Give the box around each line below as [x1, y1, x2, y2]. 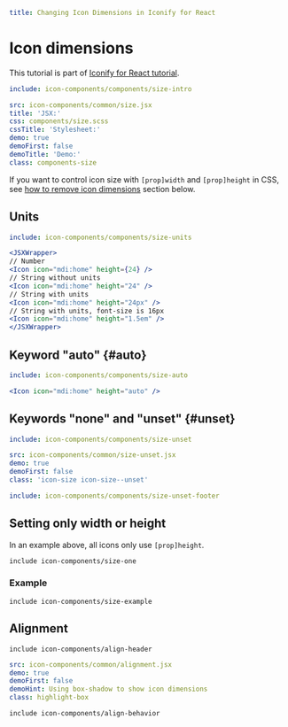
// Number [9, 257, 46, 266]
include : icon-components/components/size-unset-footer [9, 491, 220, 500]
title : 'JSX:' [9, 109, 62, 118]
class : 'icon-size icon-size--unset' [9, 476, 149, 484]
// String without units [9, 274, 101, 282]
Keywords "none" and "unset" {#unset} [9, 412, 236, 427]
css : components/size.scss [9, 117, 109, 126]
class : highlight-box [9, 693, 90, 702]
